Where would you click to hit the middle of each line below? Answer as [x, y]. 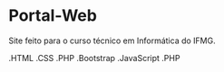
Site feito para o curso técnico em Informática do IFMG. [112, 40]
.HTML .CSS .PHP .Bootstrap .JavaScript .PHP [94, 58]
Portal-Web [53, 16]
